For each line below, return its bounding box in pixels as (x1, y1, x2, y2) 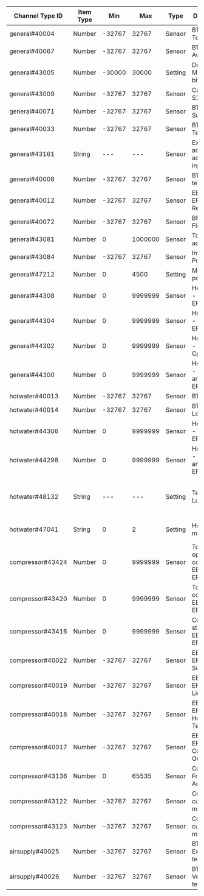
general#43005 (9, 68, 55, 77)
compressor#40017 (9, 743, 68, 751)
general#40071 (9, 107, 55, 115)
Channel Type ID (13, 12, 63, 20)
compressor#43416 (9, 627, 68, 635)
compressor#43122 (9, 797, 68, 805)
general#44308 (9, 292, 55, 300)
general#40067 (9, 47, 55, 55)
